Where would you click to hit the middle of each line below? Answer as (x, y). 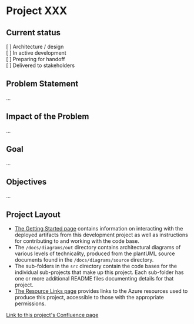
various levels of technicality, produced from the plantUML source (95, 253)
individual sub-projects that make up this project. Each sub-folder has (99, 272)
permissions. (30, 303)
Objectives (26, 181)
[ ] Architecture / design (35, 46)
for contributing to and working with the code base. (77, 241)
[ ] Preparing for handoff (36, 59)
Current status (33, 33)
